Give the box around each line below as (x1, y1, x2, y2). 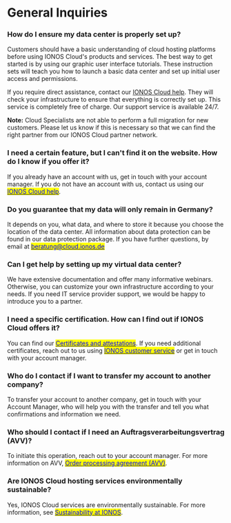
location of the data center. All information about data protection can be (7, 228, 211, 236)
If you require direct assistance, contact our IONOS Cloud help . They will (7, 88, 214, 96)
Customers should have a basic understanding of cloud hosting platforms (7, 45, 216, 53)
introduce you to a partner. (7, 297, 83, 306)
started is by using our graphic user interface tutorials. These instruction (7, 60, 213, 68)
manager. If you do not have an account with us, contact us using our (7, 180, 204, 188)
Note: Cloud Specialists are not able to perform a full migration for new (7, 116, 209, 125)
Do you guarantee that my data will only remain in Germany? (7, 204, 214, 214)
